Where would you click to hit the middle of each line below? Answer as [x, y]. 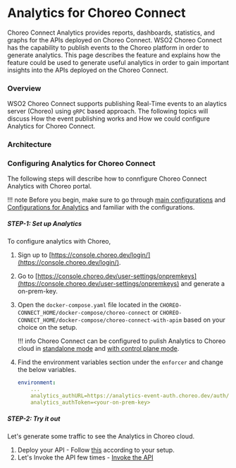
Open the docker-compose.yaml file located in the [88, 305]
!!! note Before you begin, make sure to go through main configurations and [117, 200]
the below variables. [47, 370]
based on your [204, 320]
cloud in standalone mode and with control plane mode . [98, 349]
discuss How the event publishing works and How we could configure [108, 119]
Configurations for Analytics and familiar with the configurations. [101, 208]
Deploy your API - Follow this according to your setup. [96, 450]
